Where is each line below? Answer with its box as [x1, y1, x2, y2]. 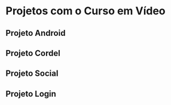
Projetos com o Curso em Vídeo [5, 4, 166, 18]
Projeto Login [5, 88, 56, 99]
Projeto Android [5, 28, 66, 38]
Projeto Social [5, 69, 59, 79]
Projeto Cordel [5, 48, 60, 58]
